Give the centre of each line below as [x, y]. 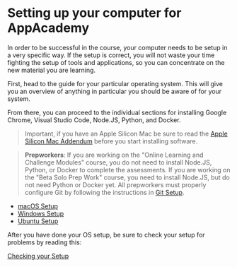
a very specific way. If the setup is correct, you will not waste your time [111, 55]
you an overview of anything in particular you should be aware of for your [114, 91]
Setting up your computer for [94, 13]
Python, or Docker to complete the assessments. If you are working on [127, 170]
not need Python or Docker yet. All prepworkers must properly [115, 184]
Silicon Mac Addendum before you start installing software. [111, 141]
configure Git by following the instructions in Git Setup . [104, 192]
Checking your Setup [38, 256]
